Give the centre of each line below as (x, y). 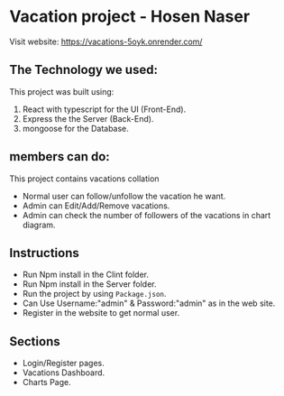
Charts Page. (47, 382)
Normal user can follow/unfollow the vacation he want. (124, 196)
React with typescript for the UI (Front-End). (104, 109)
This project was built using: (62, 91)
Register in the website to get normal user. (101, 313)
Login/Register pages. (64, 364)
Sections (35, 341)
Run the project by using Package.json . (94, 294)
